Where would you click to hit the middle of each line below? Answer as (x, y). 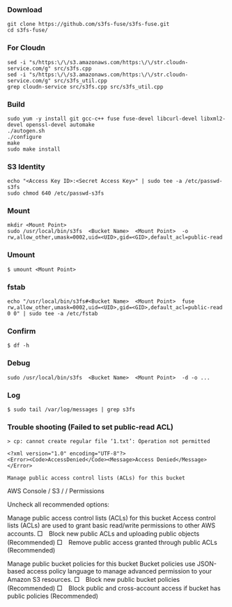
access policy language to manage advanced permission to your (119, 571)
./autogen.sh (26, 130)
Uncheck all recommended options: (59, 504)
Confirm (22, 331)
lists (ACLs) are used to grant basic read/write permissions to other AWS (111, 525)
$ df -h (18, 346)
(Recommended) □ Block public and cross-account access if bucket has (114, 588)
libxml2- (213, 119)
